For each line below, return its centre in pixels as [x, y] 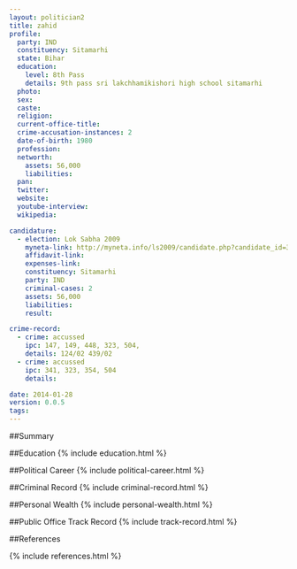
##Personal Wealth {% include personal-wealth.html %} [111, 504]
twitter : [33, 190]
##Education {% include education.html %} [88, 453]
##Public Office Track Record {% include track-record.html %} [123, 522]
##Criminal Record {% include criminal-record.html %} [109, 487]
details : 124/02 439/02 [69, 354]
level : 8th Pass [55, 75]
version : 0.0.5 [37, 403]
